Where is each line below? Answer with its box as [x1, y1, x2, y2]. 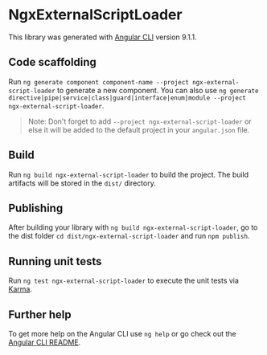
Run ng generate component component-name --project [8, 76, 189, 86]
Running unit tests [8, 255, 102, 268]
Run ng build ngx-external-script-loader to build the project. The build [8, 169, 249, 179]
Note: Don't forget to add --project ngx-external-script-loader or [27, 116, 252, 126]
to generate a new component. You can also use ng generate [57, 85, 259, 95]
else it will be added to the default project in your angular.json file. [27, 124, 250, 134]
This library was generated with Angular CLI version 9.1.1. [8, 32, 197, 42]
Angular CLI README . [8, 337, 81, 347]
